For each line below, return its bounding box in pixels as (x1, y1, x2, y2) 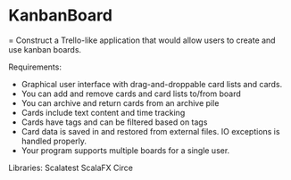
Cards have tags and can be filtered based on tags (21, 117, 208, 127)
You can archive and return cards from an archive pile (21, 97, 220, 108)
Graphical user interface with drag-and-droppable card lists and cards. (21, 78, 283, 89)
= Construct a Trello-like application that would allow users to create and (8, 35, 276, 45)
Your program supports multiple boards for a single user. (21, 144, 230, 156)
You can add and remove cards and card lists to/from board (21, 88, 242, 99)
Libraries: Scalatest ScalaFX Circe (8, 162, 133, 173)
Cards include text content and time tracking (21, 107, 186, 118)
